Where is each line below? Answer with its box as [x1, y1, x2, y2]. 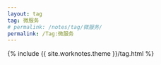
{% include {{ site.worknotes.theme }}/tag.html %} [7, 49, 155, 58]
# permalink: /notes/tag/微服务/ [7, 23, 102, 30]
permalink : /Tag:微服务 [7, 30, 74, 37]
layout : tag [7, 10, 42, 18]
